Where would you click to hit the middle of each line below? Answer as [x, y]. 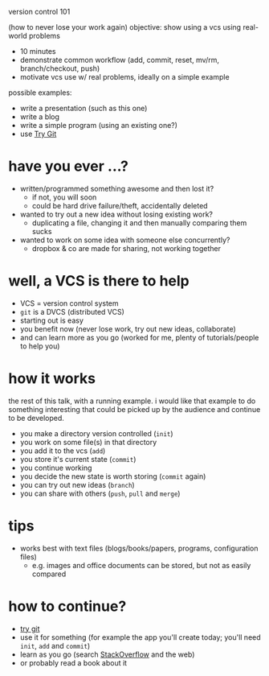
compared [49, 574]
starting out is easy [52, 320]
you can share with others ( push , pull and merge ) [100, 493]
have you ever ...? [68, 166]
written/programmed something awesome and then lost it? [117, 188]
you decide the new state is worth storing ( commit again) [113, 476]
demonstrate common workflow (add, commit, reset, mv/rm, [119, 60]
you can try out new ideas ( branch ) [77, 484]
